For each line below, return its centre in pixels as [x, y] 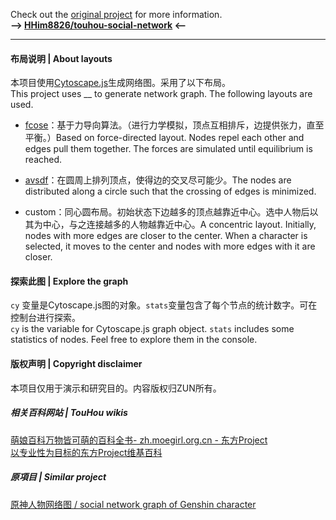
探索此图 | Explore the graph [69, 281]
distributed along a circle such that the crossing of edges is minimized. [170, 191]
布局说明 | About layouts [61, 58]
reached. [43, 160]
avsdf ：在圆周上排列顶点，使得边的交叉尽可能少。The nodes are [158, 180]
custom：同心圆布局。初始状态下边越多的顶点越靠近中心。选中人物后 [167, 212]
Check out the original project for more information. [116, 14]
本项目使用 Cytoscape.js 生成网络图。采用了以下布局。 [121, 83]
